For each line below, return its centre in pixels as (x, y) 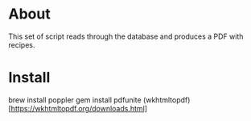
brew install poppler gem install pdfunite (75, 100)
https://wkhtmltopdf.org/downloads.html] (79, 108)
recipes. (22, 44)
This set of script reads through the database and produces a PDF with (126, 36)
